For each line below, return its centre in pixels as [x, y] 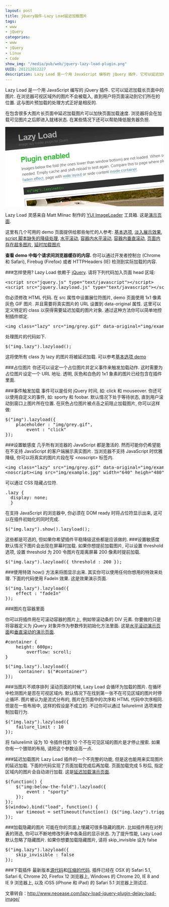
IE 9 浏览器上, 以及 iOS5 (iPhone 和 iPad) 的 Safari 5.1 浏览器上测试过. [76, 883]
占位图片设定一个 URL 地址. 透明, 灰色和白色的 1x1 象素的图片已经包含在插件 [84, 374]
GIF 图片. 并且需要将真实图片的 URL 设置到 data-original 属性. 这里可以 [88, 304]
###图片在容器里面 [25, 609]
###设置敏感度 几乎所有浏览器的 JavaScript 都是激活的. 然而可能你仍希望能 [83, 445]
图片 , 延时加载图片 [41, 245]
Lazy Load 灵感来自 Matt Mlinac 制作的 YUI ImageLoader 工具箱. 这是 [77, 215]
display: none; [29, 498]
